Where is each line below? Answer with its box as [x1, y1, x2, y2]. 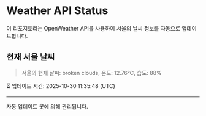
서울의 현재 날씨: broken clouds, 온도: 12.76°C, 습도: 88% [21, 69, 162, 76]
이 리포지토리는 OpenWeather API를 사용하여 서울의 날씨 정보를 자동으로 [6, 24, 181, 32]
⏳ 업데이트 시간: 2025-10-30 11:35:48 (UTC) [6, 82, 115, 89]
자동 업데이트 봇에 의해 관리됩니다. [6, 103, 88, 110]
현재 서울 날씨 [6, 52, 55, 62]
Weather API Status [6, 4, 109, 18]
